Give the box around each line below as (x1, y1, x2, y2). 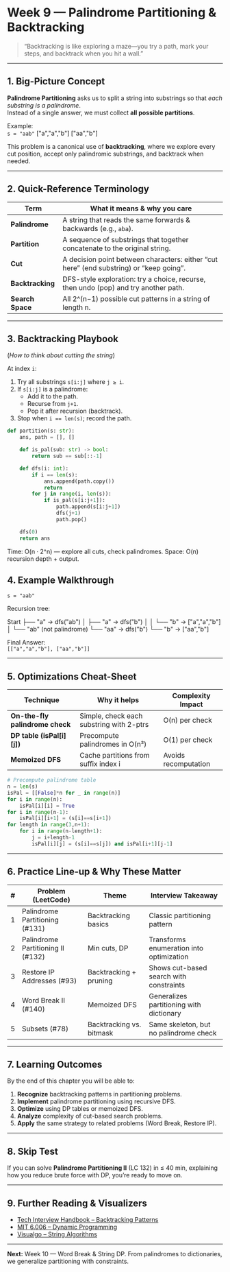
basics (88, 919, 110, 928)
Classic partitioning (149, 911, 211, 920)
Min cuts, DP (88, 943, 129, 952)
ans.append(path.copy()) (43, 478, 115, 485)
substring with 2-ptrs (79, 720, 149, 730)
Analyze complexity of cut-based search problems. (16, 1112, 163, 1120)
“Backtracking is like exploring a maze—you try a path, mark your (23, 42, 209, 50)
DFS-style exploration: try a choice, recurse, (62, 274, 206, 284)
